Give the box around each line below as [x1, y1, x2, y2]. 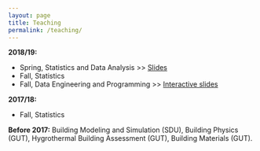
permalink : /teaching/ [8, 26, 82, 34]
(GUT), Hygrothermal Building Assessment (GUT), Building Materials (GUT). [8, 134, 253, 143]
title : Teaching [8, 19, 61, 27]
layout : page [8, 11, 51, 20]
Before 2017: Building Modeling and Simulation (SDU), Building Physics [8, 125, 239, 134]
